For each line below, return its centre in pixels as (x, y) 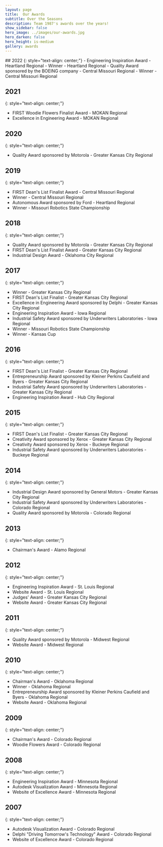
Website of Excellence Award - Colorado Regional (63, 839)
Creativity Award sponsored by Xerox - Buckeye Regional (70, 445)
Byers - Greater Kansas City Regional (50, 381)
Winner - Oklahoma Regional (41, 687)
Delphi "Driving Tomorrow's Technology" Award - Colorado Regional (82, 834)
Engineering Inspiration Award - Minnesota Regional (65, 781)
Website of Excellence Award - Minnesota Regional (64, 792)
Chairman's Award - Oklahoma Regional (53, 681)
